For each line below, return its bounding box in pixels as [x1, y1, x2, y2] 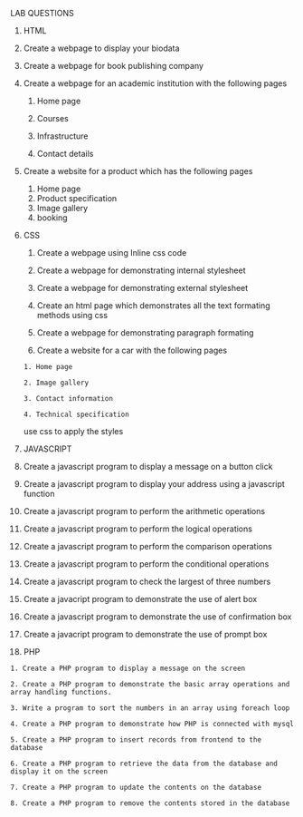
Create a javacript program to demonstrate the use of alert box [23, 594, 258, 604]
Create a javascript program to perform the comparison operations [23, 541, 272, 551]
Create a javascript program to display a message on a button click [23, 462, 273, 472]
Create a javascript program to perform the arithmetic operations [23, 506, 266, 516]
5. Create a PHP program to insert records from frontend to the [10, 735, 261, 744]
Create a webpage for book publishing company [23, 61, 204, 71]
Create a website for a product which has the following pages [23, 166, 253, 176]
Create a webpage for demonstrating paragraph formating [36, 327, 254, 338]
